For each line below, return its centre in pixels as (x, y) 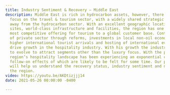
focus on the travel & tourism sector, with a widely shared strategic (87, 19)
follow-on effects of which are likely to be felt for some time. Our (86, 62)
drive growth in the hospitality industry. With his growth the (79, 47)
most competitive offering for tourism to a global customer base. (82, 33)
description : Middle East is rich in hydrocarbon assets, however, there (85, 15)
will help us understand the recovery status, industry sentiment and (86, 66)
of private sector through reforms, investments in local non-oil (81, 38)
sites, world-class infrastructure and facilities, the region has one (87, 29)
